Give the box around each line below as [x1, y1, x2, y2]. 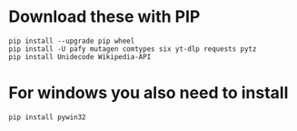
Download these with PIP [8, 6, 201, 27]
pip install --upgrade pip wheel [8, 36, 135, 45]
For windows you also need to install [8, 83, 289, 104]
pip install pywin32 [8, 112, 87, 122]
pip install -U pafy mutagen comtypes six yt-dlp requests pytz [8, 44, 257, 54]
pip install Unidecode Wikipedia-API [8, 52, 152, 61]
